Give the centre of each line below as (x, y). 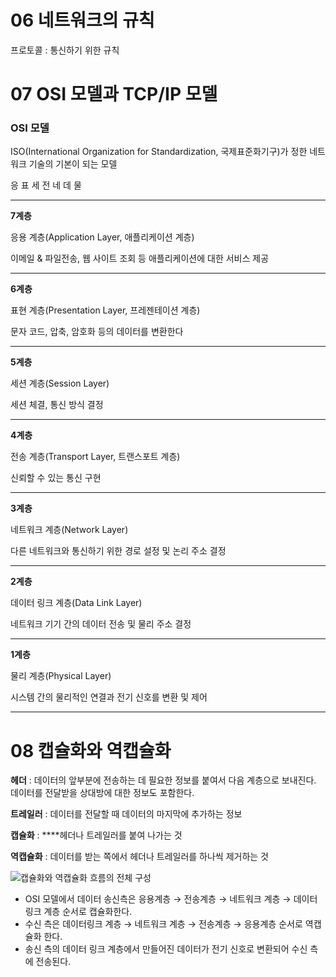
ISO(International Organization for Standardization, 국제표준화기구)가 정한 (159, 152)
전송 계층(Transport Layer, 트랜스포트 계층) (95, 457)
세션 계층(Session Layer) (60, 383)
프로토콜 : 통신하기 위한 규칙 (65, 50)
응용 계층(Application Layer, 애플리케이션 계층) (102, 237)
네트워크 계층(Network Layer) (69, 530)
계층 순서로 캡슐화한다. (88, 912)
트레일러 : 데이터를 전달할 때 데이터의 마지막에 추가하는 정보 (126, 814)
